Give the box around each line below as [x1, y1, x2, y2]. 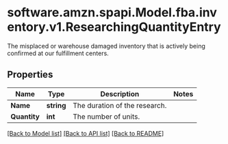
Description [100, 89, 140, 98]
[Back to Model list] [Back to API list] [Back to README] [7, 129, 164, 137]
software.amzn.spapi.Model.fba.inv [7, 5, 218, 20]
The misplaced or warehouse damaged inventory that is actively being [7, 42, 205, 50]
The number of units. [73, 111, 140, 121]
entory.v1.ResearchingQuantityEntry [7, 19, 221, 35]
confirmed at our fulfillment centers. [7, 49, 110, 57]
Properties [7, 69, 53, 81]
